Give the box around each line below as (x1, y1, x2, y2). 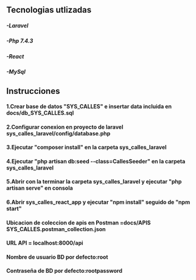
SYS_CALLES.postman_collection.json (6, 225, 106, 232)
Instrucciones (6, 85, 60, 96)
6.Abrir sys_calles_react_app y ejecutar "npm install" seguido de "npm (6, 198, 191, 206)
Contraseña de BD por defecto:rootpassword (6, 267, 123, 275)
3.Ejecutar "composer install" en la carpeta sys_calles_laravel (6, 143, 167, 151)
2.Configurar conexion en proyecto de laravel (6, 123, 124, 131)
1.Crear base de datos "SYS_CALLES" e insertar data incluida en (6, 103, 172, 110)
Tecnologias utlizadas (6, 5, 92, 15)
